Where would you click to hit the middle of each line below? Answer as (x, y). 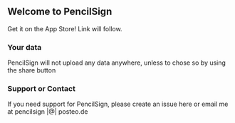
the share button (32, 70)
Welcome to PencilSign (60, 12)
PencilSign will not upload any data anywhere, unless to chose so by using (117, 63)
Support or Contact (42, 89)
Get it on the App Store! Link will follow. (65, 28)
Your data (25, 47)
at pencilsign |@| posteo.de (48, 112)
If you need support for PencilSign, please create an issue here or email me (118, 104)
